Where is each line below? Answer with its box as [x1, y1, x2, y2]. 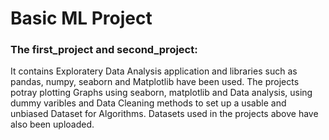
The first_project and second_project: [10, 43, 198, 57]
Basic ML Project [10, 7, 153, 30]
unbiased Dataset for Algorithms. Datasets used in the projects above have [10, 108, 319, 120]
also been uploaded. [10, 118, 95, 131]
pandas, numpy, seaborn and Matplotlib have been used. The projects [10, 76, 300, 88]
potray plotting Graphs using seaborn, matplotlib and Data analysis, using [10, 87, 313, 99]
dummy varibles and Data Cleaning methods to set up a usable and [10, 97, 287, 109]
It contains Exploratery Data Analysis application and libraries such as [10, 65, 298, 77]
